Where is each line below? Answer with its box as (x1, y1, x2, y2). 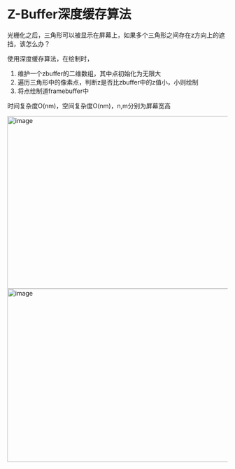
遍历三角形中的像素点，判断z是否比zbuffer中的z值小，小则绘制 (17, 78, 199, 86)
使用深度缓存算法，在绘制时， (7, 54, 93, 63)
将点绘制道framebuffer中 (17, 87, 90, 95)
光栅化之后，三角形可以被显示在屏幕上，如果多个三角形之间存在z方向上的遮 (7, 31, 225, 39)
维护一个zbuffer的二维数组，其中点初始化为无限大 (17, 69, 162, 78)
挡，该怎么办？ (7, 39, 50, 48)
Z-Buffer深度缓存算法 (7, 6, 131, 22)
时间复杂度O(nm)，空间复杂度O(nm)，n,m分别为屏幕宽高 (7, 101, 171, 110)
